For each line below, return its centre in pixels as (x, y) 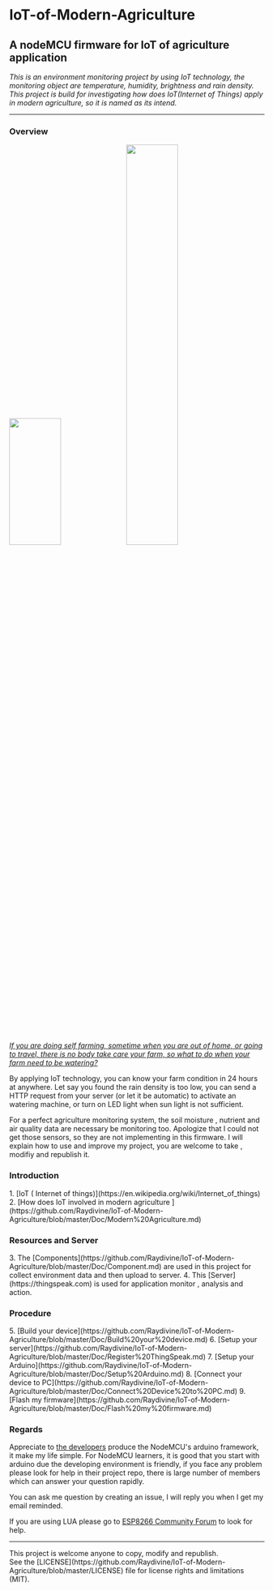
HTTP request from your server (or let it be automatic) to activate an (123, 1096)
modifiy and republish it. (49, 1155)
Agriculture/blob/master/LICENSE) (66, 1571)
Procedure (30, 1313)
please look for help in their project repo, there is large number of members (135, 1473)
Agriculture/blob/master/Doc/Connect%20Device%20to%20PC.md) (124, 1392)
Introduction (34, 1176)
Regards (26, 1430)
